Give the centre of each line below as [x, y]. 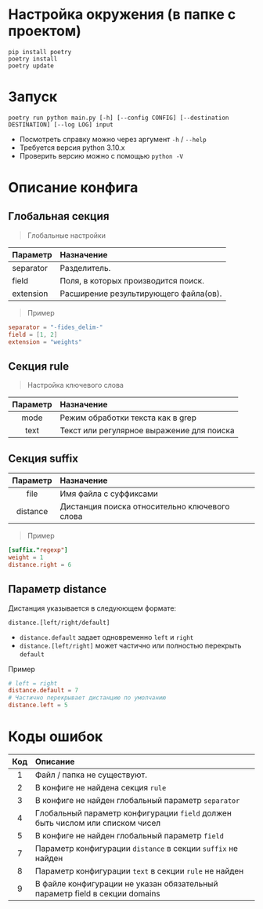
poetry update [31, 66]
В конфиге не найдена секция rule [101, 788]
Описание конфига [73, 188]
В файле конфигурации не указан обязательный [126, 883]
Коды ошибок [56, 737]
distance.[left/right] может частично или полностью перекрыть [130, 645]
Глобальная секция [59, 216]
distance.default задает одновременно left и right [106, 637]
